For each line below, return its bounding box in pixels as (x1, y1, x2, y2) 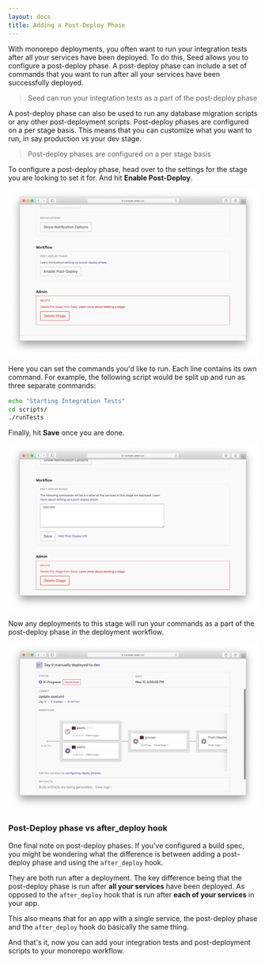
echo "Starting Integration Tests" (8, 397, 126, 405)
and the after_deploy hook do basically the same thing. (8, 922, 189, 931)
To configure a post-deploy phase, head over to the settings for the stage (8, 164, 248, 174)
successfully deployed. (8, 78, 84, 87)
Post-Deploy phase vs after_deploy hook (8, 823, 168, 834)
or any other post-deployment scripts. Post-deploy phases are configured (8, 117, 249, 126)
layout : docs (8, 13, 51, 21)
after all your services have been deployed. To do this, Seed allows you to (8, 52, 249, 62)
